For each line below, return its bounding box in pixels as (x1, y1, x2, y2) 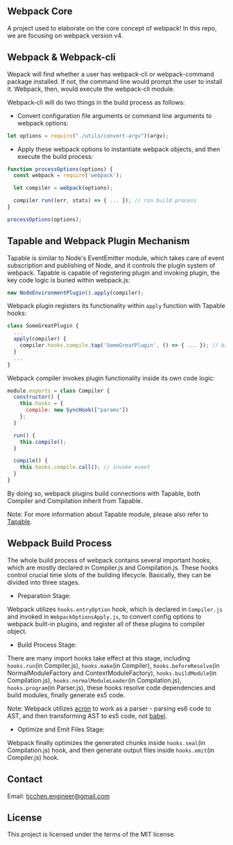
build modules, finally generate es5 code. (7, 690, 126, 699)
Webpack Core (7, 6, 73, 17)
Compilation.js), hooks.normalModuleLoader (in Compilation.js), (7, 676, 182, 684)
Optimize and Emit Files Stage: (17, 725, 105, 733)
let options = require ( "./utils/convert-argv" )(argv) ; (7, 132, 169, 139)
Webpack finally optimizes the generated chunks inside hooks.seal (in (7, 738, 206, 746)
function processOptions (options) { (7, 166, 113, 173)
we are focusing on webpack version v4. (7, 31, 123, 40)
